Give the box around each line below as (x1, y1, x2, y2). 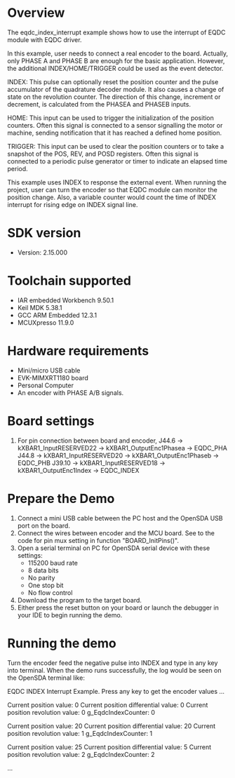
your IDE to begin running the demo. (17, 610, 123, 619)
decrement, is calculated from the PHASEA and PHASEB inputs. (7, 100, 192, 108)
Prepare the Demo (7, 490, 115, 507)
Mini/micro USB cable (17, 366, 81, 375)
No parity (27, 573, 55, 582)
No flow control (27, 588, 73, 597)
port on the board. (17, 521, 70, 530)
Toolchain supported (7, 273, 132, 289)
